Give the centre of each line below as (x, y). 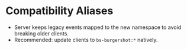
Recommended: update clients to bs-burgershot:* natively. (86, 40)
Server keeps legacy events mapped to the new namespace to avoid (98, 27)
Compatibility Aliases (59, 11)
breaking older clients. (41, 33)
